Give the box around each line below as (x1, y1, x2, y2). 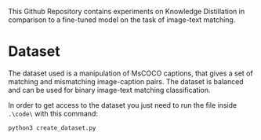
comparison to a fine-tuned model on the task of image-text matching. (8, 15, 236, 24)
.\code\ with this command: (8, 109, 98, 118)
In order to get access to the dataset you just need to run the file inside (8, 100, 237, 109)
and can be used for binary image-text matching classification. (8, 85, 211, 94)
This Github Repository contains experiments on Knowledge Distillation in (8, 7, 245, 16)
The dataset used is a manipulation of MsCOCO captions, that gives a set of (8, 68, 253, 78)
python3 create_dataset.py (8, 123, 96, 132)
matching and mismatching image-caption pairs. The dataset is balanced (8, 76, 245, 86)
